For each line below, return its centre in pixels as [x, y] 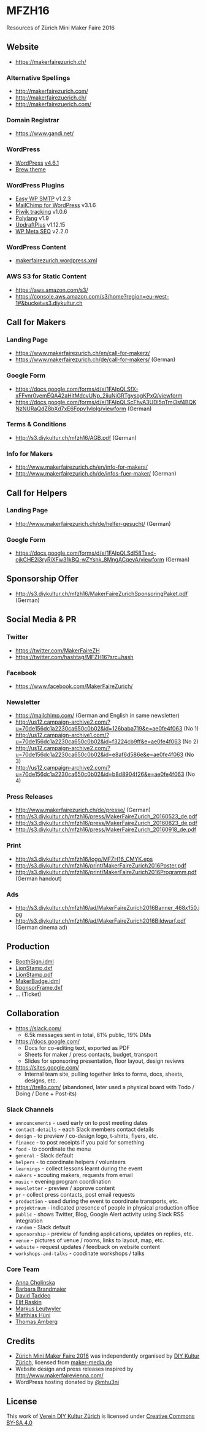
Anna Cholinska [35, 1283]
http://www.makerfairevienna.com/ [59, 1375]
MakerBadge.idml [37, 981]
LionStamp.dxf [34, 968]
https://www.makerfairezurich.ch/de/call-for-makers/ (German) [95, 359]
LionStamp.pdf [34, 974]
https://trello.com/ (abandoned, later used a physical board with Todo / [105, 1087]
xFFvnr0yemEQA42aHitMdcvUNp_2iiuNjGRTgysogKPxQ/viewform [99, 395]
